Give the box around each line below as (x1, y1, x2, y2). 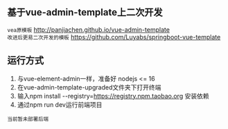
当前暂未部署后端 (7, 115, 49, 123)
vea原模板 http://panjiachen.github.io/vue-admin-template (7, 25, 170, 33)
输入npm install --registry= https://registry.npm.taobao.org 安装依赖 (17, 92, 209, 100)
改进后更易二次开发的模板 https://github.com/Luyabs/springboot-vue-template (7, 33, 221, 41)
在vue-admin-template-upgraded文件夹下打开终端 (17, 83, 161, 92)
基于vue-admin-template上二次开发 (7, 6, 163, 19)
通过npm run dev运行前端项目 (17, 100, 103, 109)
